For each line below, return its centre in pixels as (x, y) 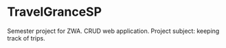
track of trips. (26, 38)
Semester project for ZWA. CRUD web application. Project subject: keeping (113, 31)
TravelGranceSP (54, 12)
